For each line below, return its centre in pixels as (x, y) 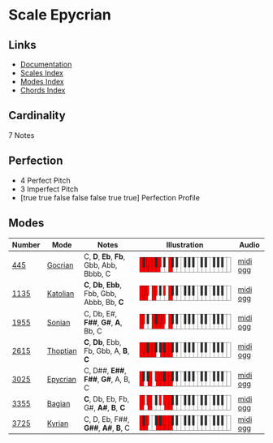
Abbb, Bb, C (104, 303)
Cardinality (37, 116)
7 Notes (22, 135)
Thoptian (62, 351)
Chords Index (43, 90)
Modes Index (42, 82)
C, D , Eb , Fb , (105, 256)
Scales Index (41, 73)
